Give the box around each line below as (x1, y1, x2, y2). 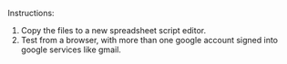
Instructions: (7, 8, 55, 18)
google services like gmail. (20, 44, 121, 55)
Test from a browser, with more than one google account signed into (20, 35, 279, 45)
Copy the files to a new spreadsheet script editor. (20, 25, 206, 35)
